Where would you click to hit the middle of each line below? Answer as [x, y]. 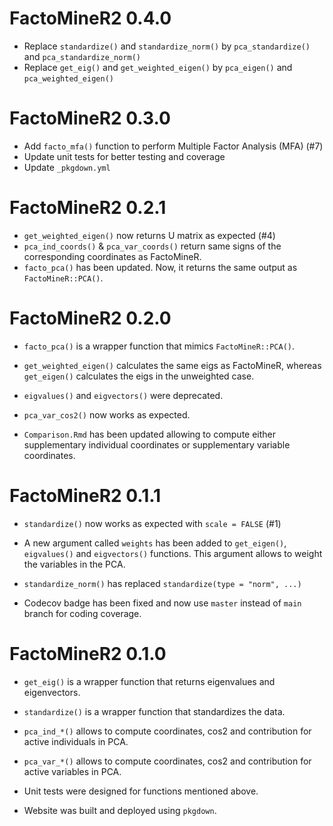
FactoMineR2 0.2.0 [90, 318]
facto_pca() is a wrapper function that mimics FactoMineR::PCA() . [159, 346]
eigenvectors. [52, 692]
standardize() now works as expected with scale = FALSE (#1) [152, 523]
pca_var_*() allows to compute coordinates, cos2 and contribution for [167, 761]
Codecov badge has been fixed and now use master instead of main [162, 603]
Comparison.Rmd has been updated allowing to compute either [150, 434]
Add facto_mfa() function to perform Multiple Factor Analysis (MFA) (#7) [173, 146]
